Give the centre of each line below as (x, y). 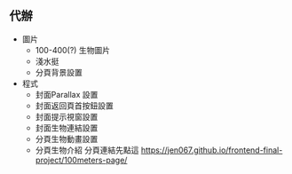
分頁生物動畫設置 (67, 138)
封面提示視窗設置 (67, 116)
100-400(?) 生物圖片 (73, 50)
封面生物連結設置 (67, 128)
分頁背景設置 (59, 72)
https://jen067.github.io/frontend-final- (212, 150)
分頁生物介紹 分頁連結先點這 (87, 150)
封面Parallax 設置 (67, 94)
